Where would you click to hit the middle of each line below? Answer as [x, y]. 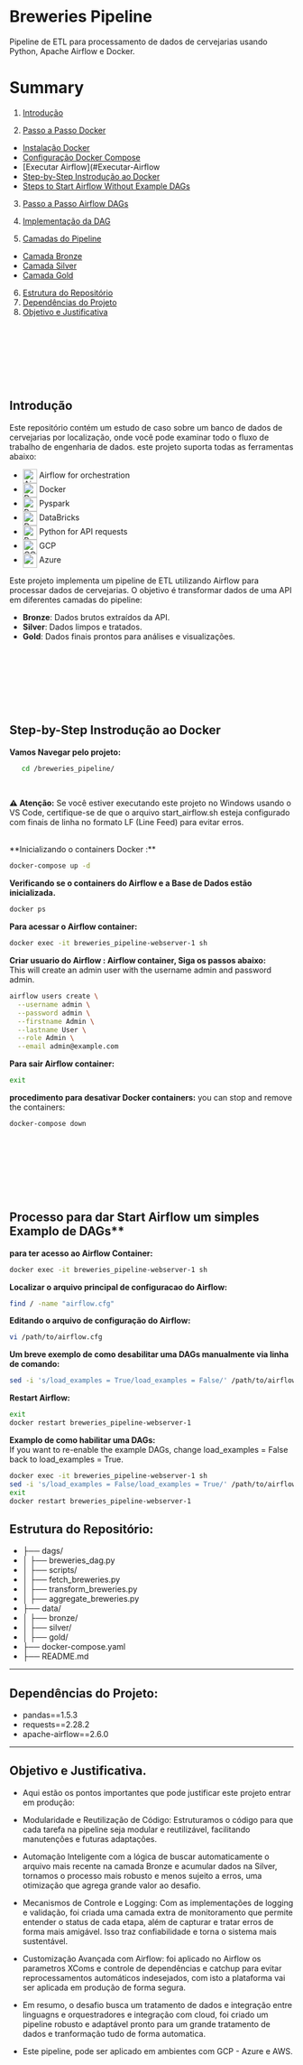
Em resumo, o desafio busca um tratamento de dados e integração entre [157, 2005]
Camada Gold [48, 275]
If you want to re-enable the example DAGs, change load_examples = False [149, 1449]
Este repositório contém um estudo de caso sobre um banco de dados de [146, 427]
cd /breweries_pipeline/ [68, 768]
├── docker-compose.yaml [74, 1647]
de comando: [35, 1364]
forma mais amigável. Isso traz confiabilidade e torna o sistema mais [150, 1931]
